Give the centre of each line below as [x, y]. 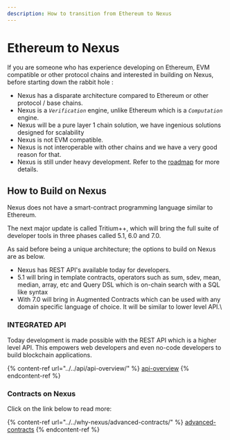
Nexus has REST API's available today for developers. [94, 270]
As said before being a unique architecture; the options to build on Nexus [112, 249]
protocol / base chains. [50, 103]
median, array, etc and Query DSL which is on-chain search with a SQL [118, 285]
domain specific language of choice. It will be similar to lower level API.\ [120, 307]
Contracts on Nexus [42, 394]
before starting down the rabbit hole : [60, 82]
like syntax [33, 292]
